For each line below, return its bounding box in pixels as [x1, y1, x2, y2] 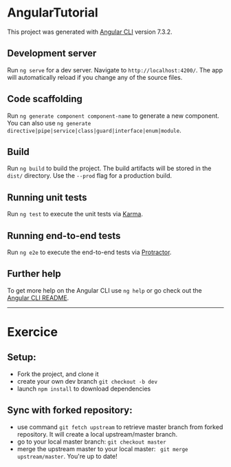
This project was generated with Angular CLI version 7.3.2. [7, 28, 173, 36]
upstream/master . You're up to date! [16, 452, 118, 460]
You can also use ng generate [7, 118, 91, 127]
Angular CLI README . [7, 293, 69, 302]
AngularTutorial [7, 5, 98, 21]
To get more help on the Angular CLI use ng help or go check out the [7, 286, 202, 294]
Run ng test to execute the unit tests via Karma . [7, 210, 143, 218]
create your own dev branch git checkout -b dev [16, 377, 158, 385]
